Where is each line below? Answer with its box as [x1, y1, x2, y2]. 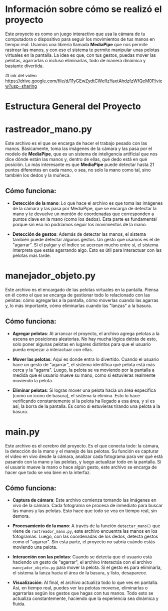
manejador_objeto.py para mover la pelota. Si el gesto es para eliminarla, [12, 564, 162, 570]
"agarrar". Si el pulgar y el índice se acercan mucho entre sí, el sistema [12, 242, 158, 248]
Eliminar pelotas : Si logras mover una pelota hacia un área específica [12, 387, 156, 393]
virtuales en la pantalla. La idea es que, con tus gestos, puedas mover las [5, 52, 156, 58]
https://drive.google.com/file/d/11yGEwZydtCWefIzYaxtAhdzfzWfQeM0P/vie [5, 78, 162, 84]
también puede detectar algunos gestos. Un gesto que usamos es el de [12, 236, 160, 242]
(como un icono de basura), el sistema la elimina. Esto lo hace [12, 392, 140, 398]
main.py [5, 426, 40, 437]
